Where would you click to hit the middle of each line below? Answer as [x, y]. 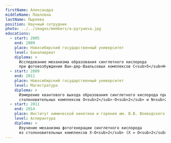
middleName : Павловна [28, 15]
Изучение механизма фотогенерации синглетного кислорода [80, 128]
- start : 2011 [25, 104]
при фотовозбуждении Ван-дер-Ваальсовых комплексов [75, 66]
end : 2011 [25, 76]
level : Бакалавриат [35, 52]
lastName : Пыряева [25, 19]
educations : [18, 33]
